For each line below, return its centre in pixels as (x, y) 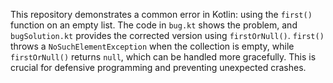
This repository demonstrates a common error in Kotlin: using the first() (161, 14)
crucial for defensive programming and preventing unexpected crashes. (158, 67)
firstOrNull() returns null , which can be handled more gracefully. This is (163, 57)
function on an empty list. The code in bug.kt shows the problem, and (154, 25)
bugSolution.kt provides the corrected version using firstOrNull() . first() (167, 35)
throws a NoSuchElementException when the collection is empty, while (152, 46)
